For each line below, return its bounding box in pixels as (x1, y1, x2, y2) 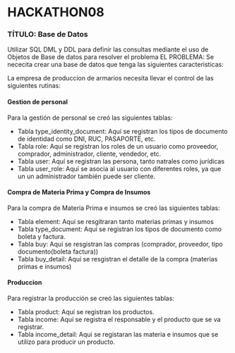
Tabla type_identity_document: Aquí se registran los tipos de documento (17, 127, 228, 135)
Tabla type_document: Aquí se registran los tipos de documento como (17, 225, 222, 233)
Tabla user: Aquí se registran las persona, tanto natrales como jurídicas (17, 156, 224, 166)
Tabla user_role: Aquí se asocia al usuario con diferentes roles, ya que (17, 164, 222, 173)
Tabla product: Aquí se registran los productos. (17, 308, 155, 316)
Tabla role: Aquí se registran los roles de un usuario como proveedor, (17, 142, 219, 150)
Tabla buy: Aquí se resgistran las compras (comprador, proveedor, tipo (17, 240, 224, 248)
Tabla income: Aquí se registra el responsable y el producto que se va (17, 315, 221, 324)
